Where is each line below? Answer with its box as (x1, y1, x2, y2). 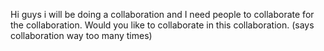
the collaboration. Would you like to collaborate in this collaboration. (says (10, 19, 315, 31)
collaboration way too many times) (10, 30, 153, 41)
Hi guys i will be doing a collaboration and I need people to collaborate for (10, 9, 315, 20)
